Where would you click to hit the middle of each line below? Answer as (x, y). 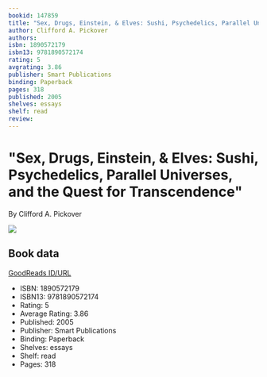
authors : (23, 38)
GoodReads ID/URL (40, 273)
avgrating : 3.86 (35, 67)
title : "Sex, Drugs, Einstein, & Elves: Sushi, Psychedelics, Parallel (129, 23)
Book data (34, 254)
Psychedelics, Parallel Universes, (120, 175)
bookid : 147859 (33, 15)
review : (21, 119)
